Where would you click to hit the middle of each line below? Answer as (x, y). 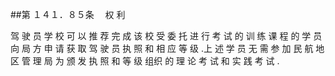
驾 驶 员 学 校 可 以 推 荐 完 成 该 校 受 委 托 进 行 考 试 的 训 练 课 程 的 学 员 (166, 36)
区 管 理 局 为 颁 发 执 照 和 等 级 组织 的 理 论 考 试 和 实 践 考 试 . (145, 61)
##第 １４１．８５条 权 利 (68, 14)
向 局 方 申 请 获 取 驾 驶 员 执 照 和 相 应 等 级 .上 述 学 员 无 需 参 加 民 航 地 (167, 48)
